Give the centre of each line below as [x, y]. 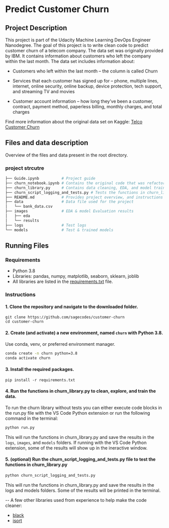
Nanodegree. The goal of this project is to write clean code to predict [77, 45]
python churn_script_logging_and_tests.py [50, 475]
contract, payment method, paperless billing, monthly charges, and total [87, 106]
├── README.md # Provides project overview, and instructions [84, 197]
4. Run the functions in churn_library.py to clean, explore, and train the [80, 391]
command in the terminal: [32, 418]
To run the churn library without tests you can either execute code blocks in [84, 407]
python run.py [20, 427]
